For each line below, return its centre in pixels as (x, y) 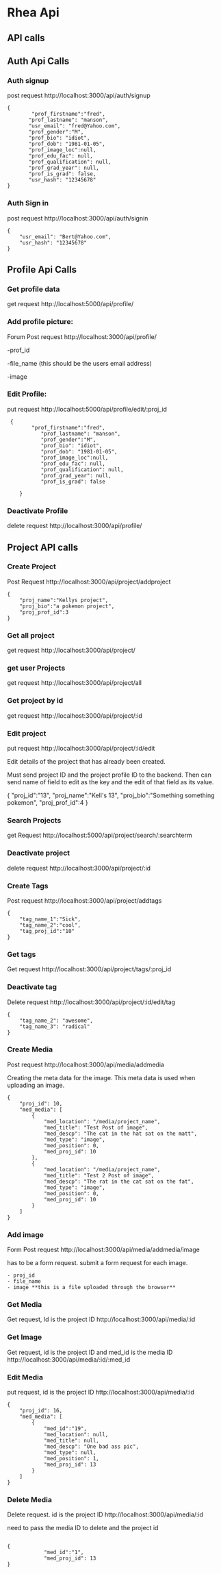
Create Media (30, 1049)
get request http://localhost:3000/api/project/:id (75, 715)
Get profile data (34, 289)
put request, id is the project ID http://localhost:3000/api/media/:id (101, 1392)
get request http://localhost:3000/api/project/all (75, 683)
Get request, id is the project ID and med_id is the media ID (90, 1352)
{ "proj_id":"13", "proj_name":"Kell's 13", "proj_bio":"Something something (111, 795)
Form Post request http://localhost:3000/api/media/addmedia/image (103, 1250)
